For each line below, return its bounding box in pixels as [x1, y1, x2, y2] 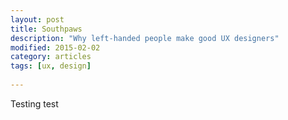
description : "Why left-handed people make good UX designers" [10, 33, 280, 43]
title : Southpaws [10, 24, 83, 34]
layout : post [10, 14, 65, 25]
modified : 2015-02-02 [10, 42, 101, 53]
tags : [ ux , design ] [10, 61, 92, 71]
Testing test [10, 97, 59, 110]
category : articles [10, 52, 92, 62]
